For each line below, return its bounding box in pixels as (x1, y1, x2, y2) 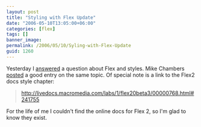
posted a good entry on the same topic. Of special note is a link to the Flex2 (6, 71, 195, 79)
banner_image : (6, 37, 42, 43)
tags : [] (6, 31, 28, 37)
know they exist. (6, 114, 47, 121)
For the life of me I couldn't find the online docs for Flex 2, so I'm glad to (6, 107, 186, 115)
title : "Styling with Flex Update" (6, 15, 96, 21)
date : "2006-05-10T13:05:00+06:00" (6, 20, 96, 26)
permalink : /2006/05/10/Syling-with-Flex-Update (6, 43, 131, 49)
